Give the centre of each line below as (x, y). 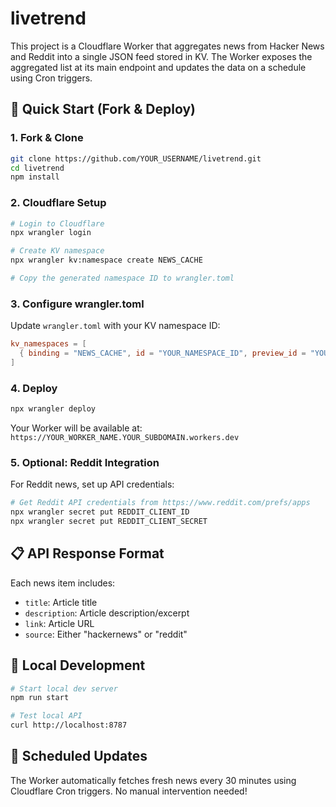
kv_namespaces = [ (48, 344)
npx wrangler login (51, 233)
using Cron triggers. (51, 78)
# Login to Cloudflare (57, 223)
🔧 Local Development (78, 665)
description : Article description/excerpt (107, 613)
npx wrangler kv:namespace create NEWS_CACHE (106, 260)
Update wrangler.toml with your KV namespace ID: (115, 326)
